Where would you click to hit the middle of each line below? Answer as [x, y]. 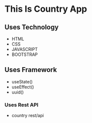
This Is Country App [46, 9]
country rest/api [28, 116]
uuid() [18, 92]
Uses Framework [31, 70]
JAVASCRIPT [25, 49]
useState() [22, 81]
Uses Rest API [21, 105]
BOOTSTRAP [25, 54]
